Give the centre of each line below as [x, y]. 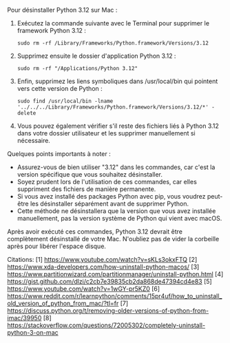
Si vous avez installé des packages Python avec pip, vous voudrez [111, 196]
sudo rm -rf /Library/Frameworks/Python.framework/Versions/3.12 [113, 43]
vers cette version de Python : [60, 88]
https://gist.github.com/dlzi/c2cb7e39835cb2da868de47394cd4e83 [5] [109, 281]
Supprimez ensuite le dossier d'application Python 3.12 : [96, 56]
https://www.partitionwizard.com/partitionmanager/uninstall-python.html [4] [115, 274]
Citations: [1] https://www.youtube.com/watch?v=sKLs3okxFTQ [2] [102, 259]
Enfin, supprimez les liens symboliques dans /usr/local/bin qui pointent [117, 81]
